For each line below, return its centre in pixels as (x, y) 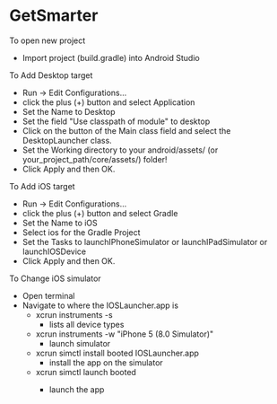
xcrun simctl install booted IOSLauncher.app (117, 353)
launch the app (77, 389)
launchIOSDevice (54, 251)
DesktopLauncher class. (67, 140)
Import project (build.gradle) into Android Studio (111, 57)
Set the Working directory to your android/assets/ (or (120, 150)
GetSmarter (54, 16)
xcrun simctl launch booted (86, 372)
